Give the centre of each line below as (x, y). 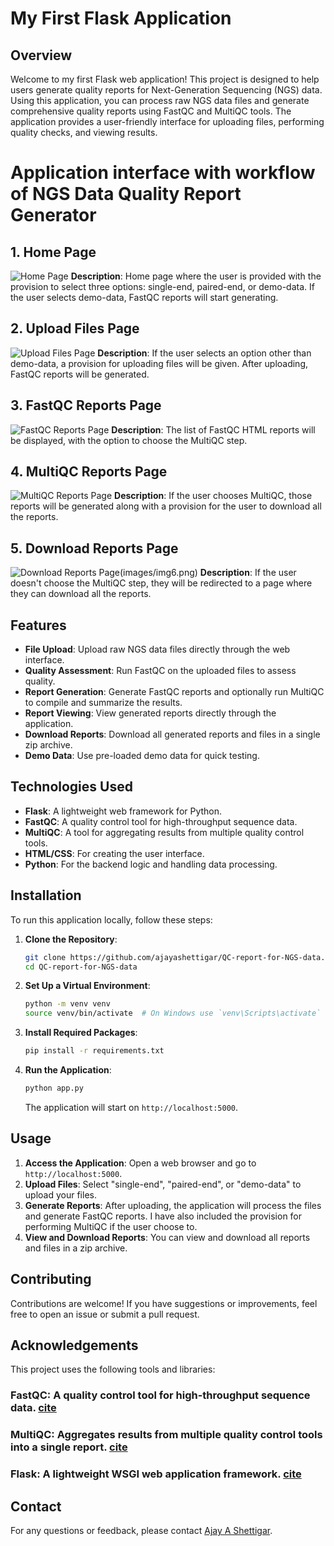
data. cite (33, 1408)
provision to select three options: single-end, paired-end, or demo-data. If (162, 286)
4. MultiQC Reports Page (89, 472)
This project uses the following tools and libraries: (113, 1369)
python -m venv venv (67, 1004)
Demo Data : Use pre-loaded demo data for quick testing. (142, 756)
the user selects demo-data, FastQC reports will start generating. (144, 297)
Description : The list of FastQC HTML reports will (213, 429)
